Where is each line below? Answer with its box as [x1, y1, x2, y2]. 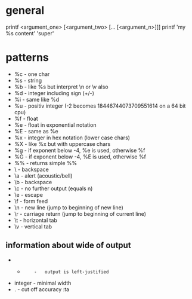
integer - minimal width [14, 279, 72, 286]
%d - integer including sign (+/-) [14, 89, 95, 96]
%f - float [14, 115, 38, 122]
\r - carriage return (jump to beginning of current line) [14, 210, 147, 217]
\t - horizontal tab [14, 216, 58, 224]
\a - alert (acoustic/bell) [14, 172, 73, 179]
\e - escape [14, 191, 43, 198]
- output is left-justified [34, 269, 109, 275]
